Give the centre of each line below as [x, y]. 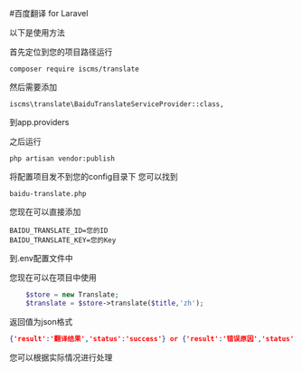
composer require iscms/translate [75, 69]
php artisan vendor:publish [62, 159]
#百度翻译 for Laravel [49, 13]
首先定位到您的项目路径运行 [61, 52]
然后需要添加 [33, 87]
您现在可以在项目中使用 [53, 278]
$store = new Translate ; [72, 295]
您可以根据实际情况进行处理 [61, 357]
